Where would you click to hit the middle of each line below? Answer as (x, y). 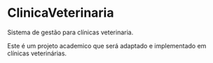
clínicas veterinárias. (37, 53)
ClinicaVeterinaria (61, 13)
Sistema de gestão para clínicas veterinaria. (70, 32)
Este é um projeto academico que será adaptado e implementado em (107, 45)
